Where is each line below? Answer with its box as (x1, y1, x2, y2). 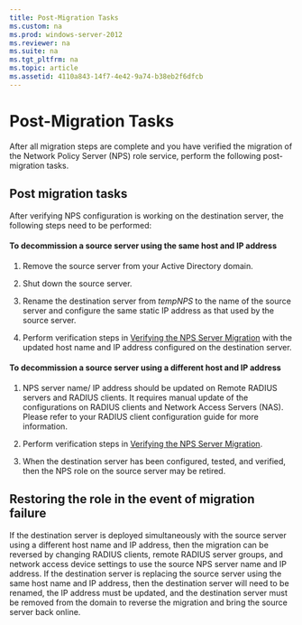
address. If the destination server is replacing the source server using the (9, 568, 282, 579)
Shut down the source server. (22, 277, 133, 289)
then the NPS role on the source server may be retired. (22, 465, 226, 476)
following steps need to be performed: (9, 219, 152, 230)
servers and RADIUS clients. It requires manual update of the (22, 392, 249, 403)
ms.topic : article (9, 64, 78, 73)
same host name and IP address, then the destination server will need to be (9, 577, 290, 588)
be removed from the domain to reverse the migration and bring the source (9, 597, 288, 608)
